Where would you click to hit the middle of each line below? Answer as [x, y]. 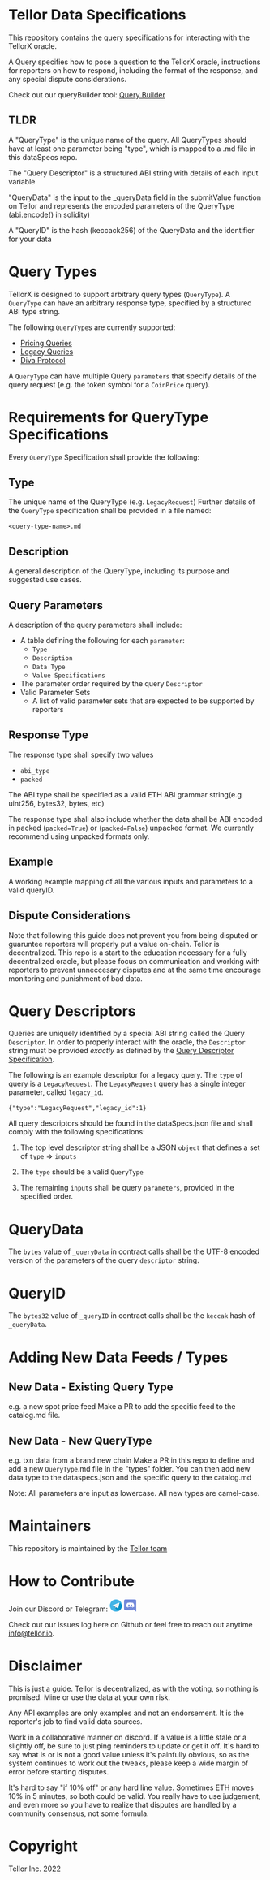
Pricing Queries [46, 343]
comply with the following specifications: [77, 1132]
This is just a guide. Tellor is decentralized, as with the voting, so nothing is [133, 1688]
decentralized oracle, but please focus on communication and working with [134, 961]
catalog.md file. [34, 1415]
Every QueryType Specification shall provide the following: [104, 457]
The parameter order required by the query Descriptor [111, 684]
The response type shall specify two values [81, 754]
